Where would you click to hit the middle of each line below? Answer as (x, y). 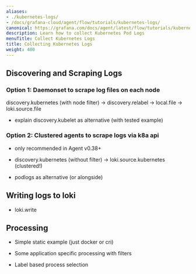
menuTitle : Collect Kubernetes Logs (50, 39)
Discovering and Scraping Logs (64, 73)
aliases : (17, 11)
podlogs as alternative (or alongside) (59, 177)
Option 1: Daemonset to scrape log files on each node (83, 90)
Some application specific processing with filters (73, 254)
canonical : (19, 28)
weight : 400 (20, 50)
